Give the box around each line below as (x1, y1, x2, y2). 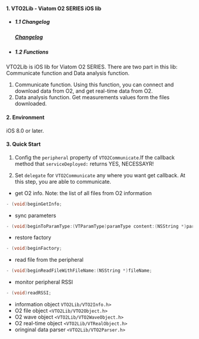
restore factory (14, 234, 52, 241)
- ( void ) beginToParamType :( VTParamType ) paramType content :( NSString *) (6, 223, 187, 229)
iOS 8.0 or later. (6, 127, 44, 134)
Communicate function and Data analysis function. (6, 70, 130, 77)
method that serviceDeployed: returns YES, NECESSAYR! (14, 160, 154, 167)
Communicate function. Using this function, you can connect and (14, 81, 174, 89)
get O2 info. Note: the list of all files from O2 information (14, 189, 152, 196)
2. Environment (6, 114, 45, 121)
